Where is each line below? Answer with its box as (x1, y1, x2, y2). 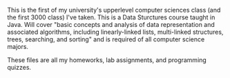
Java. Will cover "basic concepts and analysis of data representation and (7, 21, 215, 28)
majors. (7, 43, 29, 50)
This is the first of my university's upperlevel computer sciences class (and (7, 6, 221, 14)
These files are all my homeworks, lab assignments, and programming (7, 56, 207, 64)
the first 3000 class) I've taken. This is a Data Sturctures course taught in (7, 13, 215, 21)
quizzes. (7, 64, 32, 71)
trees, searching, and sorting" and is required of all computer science (7, 35, 205, 43)
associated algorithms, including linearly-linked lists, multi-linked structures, (7, 28, 224, 36)
